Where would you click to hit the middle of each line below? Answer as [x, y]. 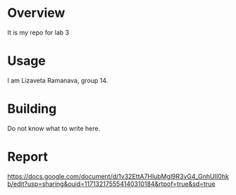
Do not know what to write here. [54, 128]
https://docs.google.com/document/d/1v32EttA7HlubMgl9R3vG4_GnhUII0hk [118, 176]
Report [27, 157]
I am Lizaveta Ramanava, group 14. [58, 80]
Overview [36, 13]
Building [32, 109]
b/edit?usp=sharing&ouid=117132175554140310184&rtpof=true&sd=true [111, 184]
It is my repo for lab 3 [38, 32]
